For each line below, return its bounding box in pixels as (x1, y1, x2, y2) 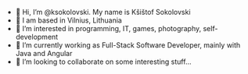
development (15, 32, 59, 41)
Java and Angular (15, 49, 73, 58)
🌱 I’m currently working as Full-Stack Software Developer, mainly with (15, 41, 241, 50)
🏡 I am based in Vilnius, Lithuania (15, 16, 123, 25)
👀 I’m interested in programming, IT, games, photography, (15, 24, 202, 33)
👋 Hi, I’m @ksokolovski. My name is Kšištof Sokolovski (15, 8, 191, 16)
